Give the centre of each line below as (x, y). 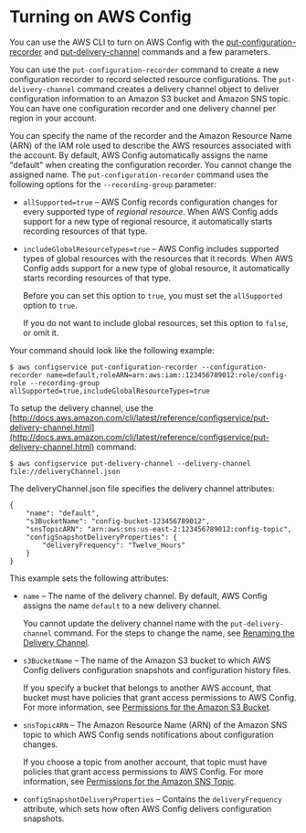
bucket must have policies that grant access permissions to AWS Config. (159, 697)
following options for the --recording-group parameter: (113, 184)
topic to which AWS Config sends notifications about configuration (148, 734)
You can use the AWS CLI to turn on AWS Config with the (117, 42)
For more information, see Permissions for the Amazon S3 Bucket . (147, 707)
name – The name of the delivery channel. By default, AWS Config (145, 596)
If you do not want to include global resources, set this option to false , (155, 322)
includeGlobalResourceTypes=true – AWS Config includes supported (151, 248)
